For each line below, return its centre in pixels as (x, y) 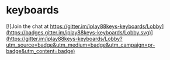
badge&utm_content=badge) (41, 51)
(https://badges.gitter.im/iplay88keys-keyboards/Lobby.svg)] (79, 32)
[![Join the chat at (27, 26)
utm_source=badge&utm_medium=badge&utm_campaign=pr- (81, 45)
